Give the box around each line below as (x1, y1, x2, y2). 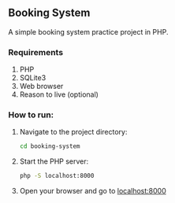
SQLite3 (19, 73, 47, 83)
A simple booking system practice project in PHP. (8, 27, 169, 36)
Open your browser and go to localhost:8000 (19, 186, 167, 196)
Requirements (8, 46, 64, 57)
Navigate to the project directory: (19, 127, 128, 137)
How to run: (8, 109, 54, 120)
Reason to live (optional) (19, 90, 99, 99)
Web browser (19, 82, 64, 91)
